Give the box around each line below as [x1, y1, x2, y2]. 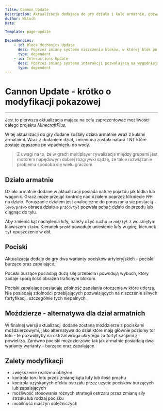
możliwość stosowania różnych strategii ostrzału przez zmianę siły [12, 390, 146, 396]
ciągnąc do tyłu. [5, 209, 37, 215]
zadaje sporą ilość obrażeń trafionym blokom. [5, 275, 97, 281]
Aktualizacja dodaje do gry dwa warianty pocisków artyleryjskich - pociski [5, 256, 154, 262]
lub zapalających [12, 385, 46, 391]
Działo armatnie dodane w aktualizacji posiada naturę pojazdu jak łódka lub [5, 189, 155, 194]
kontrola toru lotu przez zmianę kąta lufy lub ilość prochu [12, 375, 126, 381]
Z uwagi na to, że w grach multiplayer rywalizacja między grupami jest [16, 151, 158, 157]
